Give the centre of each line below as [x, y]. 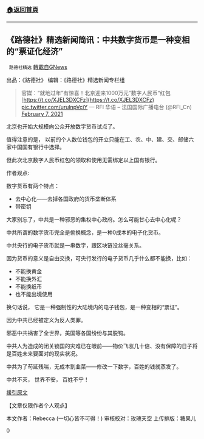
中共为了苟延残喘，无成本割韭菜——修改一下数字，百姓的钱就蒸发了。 [94, 366]
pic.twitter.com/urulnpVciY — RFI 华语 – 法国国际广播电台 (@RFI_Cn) [107, 107]
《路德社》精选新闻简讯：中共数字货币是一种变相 [98, 40]
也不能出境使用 [34, 294]
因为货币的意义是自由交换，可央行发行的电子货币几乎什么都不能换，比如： [99, 259]
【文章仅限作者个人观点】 [38, 405]
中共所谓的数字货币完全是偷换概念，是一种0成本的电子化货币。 [85, 232]
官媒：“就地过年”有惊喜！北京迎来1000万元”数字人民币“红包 [96, 93]
